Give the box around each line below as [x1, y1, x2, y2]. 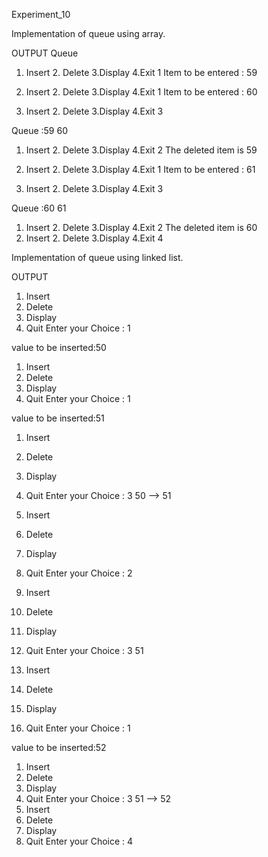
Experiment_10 [11, 9, 71, 20]
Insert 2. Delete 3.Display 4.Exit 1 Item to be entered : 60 [25, 86, 258, 98]
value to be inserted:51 [11, 412, 105, 424]
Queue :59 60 [11, 125, 68, 136]
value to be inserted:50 [11, 342, 107, 353]
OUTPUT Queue [11, 47, 79, 59]
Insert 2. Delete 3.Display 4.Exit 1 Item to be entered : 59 [25, 67, 258, 78]
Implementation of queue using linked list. [11, 252, 184, 263]
